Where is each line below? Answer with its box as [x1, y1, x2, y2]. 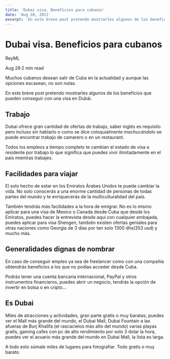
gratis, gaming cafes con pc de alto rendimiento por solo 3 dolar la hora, [5, 328, 156, 334]
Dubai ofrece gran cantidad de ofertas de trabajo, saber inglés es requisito [5, 123, 161, 129]
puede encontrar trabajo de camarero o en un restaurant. [5, 134, 124, 141]
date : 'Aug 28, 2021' [5, 12, 51, 17]
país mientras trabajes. [5, 155, 53, 161]
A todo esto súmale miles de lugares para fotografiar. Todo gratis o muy [5, 343, 155, 349]
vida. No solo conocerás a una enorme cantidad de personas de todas [5, 188, 152, 194]
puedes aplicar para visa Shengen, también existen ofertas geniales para [5, 219, 157, 226]
